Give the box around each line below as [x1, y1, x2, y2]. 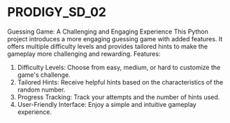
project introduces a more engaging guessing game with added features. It [7, 34, 223, 43]
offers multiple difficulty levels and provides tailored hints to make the [7, 42, 208, 50]
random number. [17, 85, 66, 94]
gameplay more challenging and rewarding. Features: [7, 50, 161, 58]
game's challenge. [17, 71, 71, 79]
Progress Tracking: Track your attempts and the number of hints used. [17, 92, 220, 101]
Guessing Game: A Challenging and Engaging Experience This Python [7, 27, 208, 36]
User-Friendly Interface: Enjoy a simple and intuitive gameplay [17, 100, 197, 108]
